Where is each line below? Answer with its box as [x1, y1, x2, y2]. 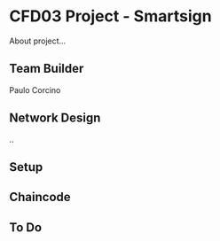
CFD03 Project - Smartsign [9, 6, 212, 27]
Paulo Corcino [9, 84, 61, 95]
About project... [9, 35, 67, 46]
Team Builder [9, 61, 84, 76]
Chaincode [9, 190, 71, 205]
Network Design [9, 111, 101, 126]
